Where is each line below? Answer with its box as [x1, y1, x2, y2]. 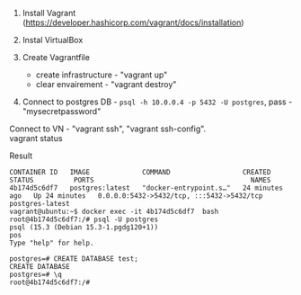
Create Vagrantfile [22, 52, 90, 62]
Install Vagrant [22, 8, 76, 18]
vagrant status [9, 133, 63, 143]
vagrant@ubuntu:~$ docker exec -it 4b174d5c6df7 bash [9, 207, 219, 216]
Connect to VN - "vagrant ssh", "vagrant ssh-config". [9, 123, 207, 134]
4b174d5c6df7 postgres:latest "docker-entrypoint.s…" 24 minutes [9, 183, 283, 192]
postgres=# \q [9, 270, 63, 279]
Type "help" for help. [9, 238, 94, 247]
